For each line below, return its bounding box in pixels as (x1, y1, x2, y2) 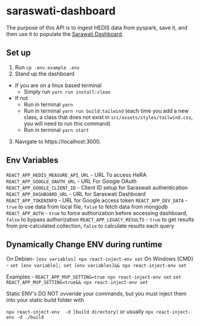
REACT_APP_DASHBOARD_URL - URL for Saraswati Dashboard (6, 190, 146, 197)
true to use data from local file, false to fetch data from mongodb (6, 203, 168, 210)
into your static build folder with (6, 297, 85, 304)
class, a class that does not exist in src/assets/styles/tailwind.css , (23, 113, 193, 120)
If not (14, 94, 28, 101)
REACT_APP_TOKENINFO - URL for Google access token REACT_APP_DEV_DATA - (6, 197, 188, 204)
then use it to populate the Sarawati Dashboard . (6, 30, 124, 37)
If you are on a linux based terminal (14, 81, 102, 89)
